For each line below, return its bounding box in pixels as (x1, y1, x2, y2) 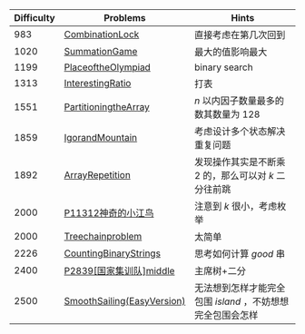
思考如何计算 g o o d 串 (194, 248, 286, 260)
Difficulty (14, 12, 56, 24)
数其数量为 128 (194, 108, 261, 121)
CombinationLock (64, 28, 140, 40)
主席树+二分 (194, 265, 247, 277)
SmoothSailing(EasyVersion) (64, 295, 186, 307)
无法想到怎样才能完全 (194, 281, 286, 294)
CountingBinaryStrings (64, 247, 162, 260)
